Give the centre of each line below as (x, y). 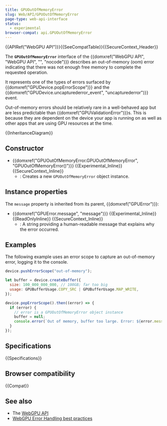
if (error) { (23, 308)
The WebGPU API (30, 413)
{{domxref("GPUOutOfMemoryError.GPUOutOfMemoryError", (75, 160)
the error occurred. (39, 229)
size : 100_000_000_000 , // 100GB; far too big (59, 285)
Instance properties (37, 192)
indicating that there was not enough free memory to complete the (73, 67)
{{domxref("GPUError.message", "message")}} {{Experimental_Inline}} (84, 213)
